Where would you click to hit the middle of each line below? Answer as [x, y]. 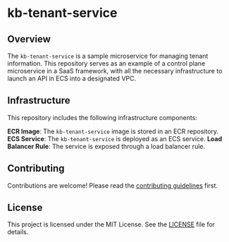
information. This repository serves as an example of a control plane [106, 63]
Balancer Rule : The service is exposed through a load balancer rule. [106, 146]
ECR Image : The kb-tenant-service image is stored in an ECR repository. [113, 131]
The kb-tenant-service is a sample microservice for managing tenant [108, 56]
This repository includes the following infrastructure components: [102, 117]
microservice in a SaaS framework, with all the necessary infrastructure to [115, 71]
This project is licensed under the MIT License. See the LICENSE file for [111, 224]
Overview [29, 39]
